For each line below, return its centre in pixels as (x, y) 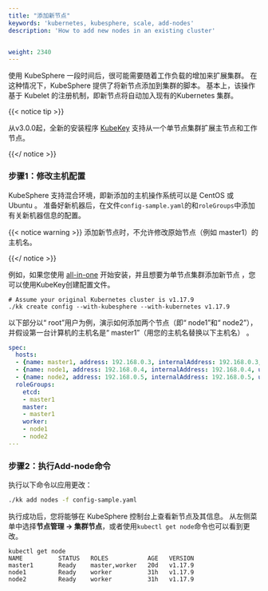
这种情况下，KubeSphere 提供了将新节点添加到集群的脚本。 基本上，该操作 (132, 85)
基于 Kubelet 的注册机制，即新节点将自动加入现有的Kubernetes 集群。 (123, 96)
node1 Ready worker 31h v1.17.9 (101, 572)
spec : (17, 347)
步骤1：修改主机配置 (47, 177)
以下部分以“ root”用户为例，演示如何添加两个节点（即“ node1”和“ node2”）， (133, 322)
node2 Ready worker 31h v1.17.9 (101, 579)
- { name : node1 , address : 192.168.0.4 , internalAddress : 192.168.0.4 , (135, 370)
